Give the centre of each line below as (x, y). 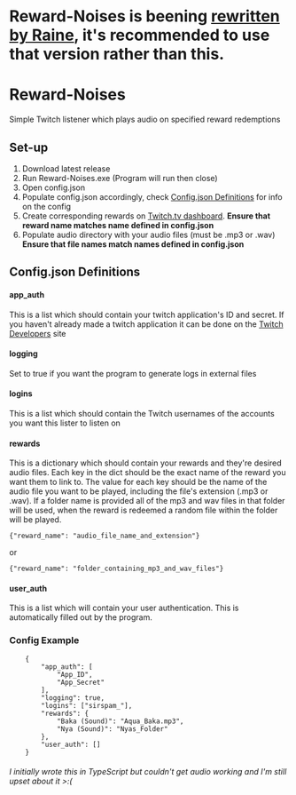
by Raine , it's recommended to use (140, 35)
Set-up (29, 147)
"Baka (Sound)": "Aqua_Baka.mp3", (120, 721)
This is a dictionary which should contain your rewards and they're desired (145, 463)
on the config (47, 206)
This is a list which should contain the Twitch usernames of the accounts (142, 413)
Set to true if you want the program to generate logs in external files (133, 373)
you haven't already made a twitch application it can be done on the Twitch (146, 324)
